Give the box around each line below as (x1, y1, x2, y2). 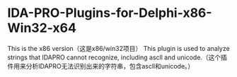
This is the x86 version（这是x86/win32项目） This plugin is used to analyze (7, 44, 230, 52)
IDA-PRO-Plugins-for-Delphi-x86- (7, 5, 212, 21)
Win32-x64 (7, 20, 76, 36)
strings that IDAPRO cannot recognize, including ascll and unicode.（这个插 (7, 53, 228, 61)
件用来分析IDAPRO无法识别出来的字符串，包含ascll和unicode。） (7, 61, 195, 70)
